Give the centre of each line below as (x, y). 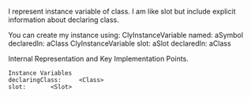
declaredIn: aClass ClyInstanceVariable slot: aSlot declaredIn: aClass (120, 43)
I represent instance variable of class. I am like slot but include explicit (122, 11)
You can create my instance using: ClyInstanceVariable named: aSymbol (126, 35)
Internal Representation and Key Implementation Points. (99, 59)
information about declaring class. (64, 20)
